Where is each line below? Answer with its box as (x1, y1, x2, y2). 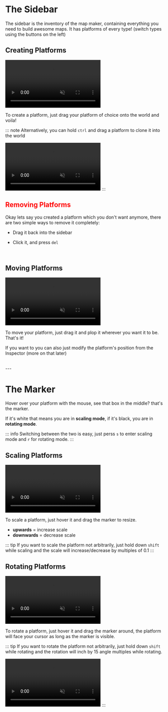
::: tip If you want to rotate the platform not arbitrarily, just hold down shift (5, 643, 161, 649)
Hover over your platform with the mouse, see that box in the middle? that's (5, 400, 163, 406)
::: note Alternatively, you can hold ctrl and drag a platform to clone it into (5, 127, 160, 133)
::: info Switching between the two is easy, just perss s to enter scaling (5, 431, 153, 437)
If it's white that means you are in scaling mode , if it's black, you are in (5, 415, 153, 421)
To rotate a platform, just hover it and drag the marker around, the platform (5, 628, 161, 634)
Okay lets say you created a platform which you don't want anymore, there (5, 214, 161, 220)
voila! (5, 117, 17, 123)
